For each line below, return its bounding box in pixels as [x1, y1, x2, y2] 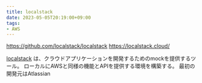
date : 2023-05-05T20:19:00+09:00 [6, 15, 91, 21]
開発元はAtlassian [6, 70, 50, 78]
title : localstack [6, 8, 53, 15]
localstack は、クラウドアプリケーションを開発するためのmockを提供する [6, 55, 191, 62]
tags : [6, 20, 20, 26]
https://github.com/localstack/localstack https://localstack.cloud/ [6, 42, 170, 50]
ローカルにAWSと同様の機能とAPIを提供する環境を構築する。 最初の [23, 62, 195, 70]
